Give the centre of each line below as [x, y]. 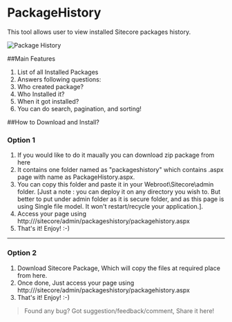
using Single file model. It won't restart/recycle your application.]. [110, 207]
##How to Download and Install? [54, 122]
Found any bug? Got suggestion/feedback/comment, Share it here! [119, 311]
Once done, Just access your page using [76, 283]
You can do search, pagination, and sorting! [79, 108]
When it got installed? [48, 101]
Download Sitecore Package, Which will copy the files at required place [119, 268]
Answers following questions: [59, 79]
